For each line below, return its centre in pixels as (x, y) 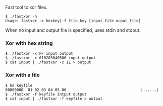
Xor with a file (23, 75)
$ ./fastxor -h (21, 17)
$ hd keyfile (19, 85)
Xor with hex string (29, 43)
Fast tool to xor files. (26, 7)
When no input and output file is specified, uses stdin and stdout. (73, 30)
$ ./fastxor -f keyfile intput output (46, 94)
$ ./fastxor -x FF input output (39, 54)
